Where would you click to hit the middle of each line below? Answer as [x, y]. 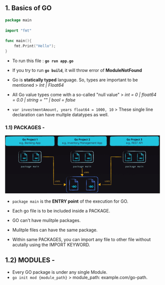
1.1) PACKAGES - [25, 127]
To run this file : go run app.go [43, 61]
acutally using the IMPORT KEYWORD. [51, 245]
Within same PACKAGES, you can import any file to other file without [82, 239]
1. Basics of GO [28, 8]
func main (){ [18, 41]
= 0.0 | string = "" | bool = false [44, 100]
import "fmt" [18, 31]
